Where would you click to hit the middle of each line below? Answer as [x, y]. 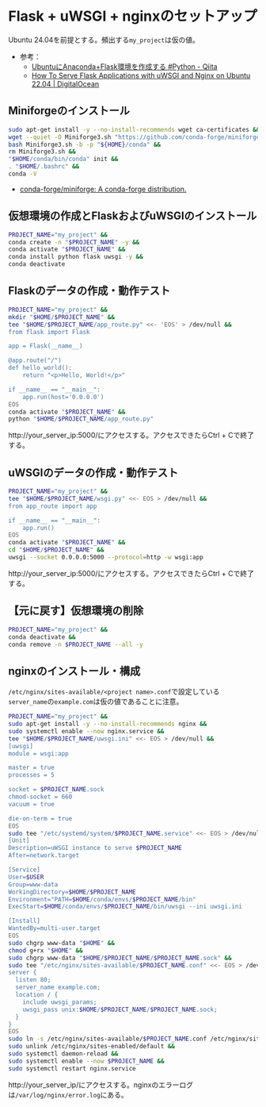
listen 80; [33, 980]
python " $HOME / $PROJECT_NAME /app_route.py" [81, 419]
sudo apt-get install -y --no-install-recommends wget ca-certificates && [134, 129]
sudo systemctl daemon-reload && [63, 1054]
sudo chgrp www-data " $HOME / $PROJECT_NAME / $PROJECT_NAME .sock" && [120, 958]
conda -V [23, 174]
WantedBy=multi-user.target [55, 928]
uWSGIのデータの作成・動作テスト [93, 473]
